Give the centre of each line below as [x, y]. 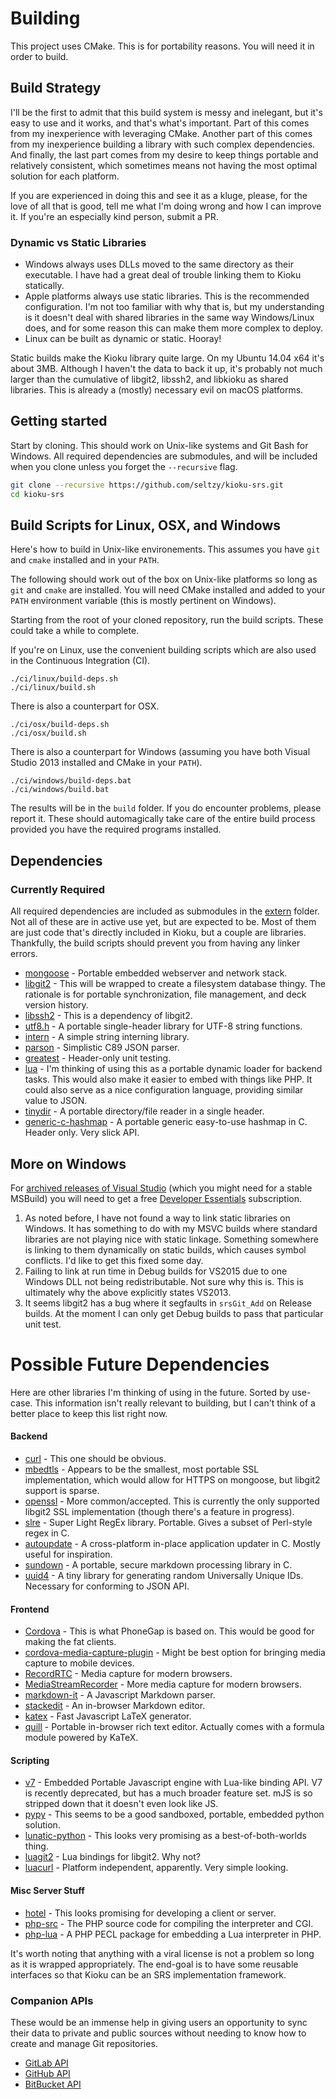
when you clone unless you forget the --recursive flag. [124, 466]
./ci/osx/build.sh [48, 733]
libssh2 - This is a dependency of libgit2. [108, 1016]
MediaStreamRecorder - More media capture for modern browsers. [163, 1684]
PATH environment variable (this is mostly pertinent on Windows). [143, 601]
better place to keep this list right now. [89, 1413]
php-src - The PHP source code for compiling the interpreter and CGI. [169, 1923]
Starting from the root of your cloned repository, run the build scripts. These [167, 620]
